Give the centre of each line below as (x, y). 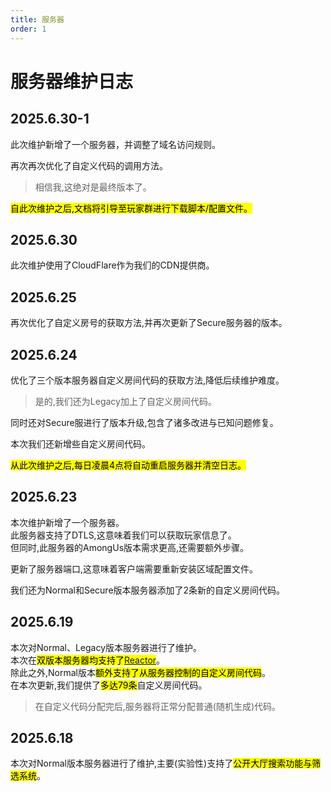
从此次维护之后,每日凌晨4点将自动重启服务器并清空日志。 (128, 465)
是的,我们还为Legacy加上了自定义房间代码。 (125, 401)
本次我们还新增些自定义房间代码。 (80, 443)
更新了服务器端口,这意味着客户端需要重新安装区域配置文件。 (134, 568)
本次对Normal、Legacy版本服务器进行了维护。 (106, 647)
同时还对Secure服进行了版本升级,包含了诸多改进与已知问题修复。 (144, 422)
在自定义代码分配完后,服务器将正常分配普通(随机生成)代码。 (158, 706)
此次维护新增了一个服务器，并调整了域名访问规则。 (115, 144)
